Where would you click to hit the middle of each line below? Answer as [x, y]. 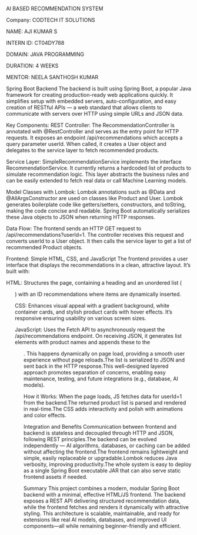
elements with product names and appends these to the [82, 342]
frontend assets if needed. [55, 477]
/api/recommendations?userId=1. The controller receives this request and [95, 235]
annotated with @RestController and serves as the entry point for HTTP [93, 131]
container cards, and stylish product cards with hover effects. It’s [93, 312]
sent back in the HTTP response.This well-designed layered [96, 366]
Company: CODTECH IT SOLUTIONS [51, 20]
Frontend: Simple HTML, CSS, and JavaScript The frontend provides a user [97, 259]
